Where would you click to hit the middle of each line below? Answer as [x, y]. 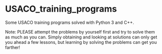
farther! [13, 47]
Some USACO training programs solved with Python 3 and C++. [69, 22]
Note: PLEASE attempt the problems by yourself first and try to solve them [80, 32]
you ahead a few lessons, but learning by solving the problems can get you [81, 42]
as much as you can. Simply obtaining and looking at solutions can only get [81, 37]
